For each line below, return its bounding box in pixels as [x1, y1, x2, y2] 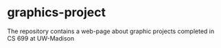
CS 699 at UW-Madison [7, 34, 74, 42]
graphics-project [7, 5, 106, 20]
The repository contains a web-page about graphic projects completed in [7, 27, 215, 35]
